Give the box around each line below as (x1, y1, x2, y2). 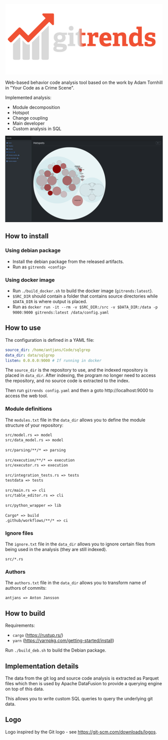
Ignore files (5, 529, 33, 536)
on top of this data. (5, 686, 44, 692)
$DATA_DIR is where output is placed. (12, 299, 87, 305)
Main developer (12, 120, 45, 126)
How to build (5, 609, 45, 617)
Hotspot (12, 110, 29, 116)
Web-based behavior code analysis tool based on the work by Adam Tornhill (5, 79, 163, 85)
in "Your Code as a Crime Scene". (5, 84, 74, 90)
